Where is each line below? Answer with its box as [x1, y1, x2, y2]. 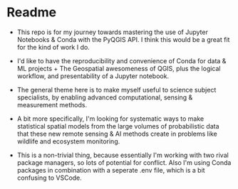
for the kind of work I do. [16, 43, 90, 51]
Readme [6, 4, 57, 21]
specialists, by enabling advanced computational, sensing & [16, 93, 193, 102]
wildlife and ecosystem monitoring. [16, 136, 120, 146]
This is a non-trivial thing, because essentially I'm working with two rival [16, 151, 229, 159]
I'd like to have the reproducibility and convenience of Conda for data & [16, 56, 227, 65]
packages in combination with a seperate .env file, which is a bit [16, 166, 205, 174]
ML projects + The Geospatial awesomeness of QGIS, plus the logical [16, 64, 221, 72]
